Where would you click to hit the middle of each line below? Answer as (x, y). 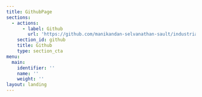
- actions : (25, 23)
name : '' (28, 74)
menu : (13, 57)
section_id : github (41, 40)
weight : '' (31, 79)
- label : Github (42, 29)
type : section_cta (40, 51)
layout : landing (26, 85)
